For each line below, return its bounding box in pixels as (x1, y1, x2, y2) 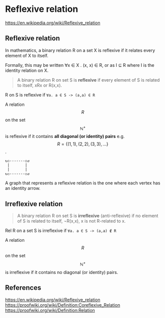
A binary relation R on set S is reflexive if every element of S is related (17, 77, 160, 83)
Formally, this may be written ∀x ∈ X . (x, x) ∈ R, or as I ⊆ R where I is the (5, 62, 155, 68)
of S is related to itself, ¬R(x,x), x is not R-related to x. (17, 218, 126, 224)
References (5, 283, 41, 292)
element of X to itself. (5, 52, 48, 58)
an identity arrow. (5, 185, 41, 191)
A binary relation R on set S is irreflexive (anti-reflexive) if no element (17, 213, 159, 219)
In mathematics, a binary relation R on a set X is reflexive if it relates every (5, 47, 155, 53)
